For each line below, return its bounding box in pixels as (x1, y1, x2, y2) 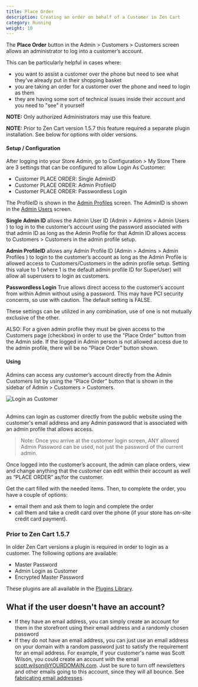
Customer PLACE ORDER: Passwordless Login (14, 188, 127, 195)
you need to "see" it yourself (14, 102, 84, 109)
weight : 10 (6, 25, 33, 31)
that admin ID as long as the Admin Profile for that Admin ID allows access (6, 230, 186, 237)
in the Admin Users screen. (6, 206, 72, 213)
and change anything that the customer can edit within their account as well (6, 467, 190, 474)
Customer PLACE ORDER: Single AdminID (14, 175, 116, 183)
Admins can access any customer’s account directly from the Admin (6, 371, 172, 378)
